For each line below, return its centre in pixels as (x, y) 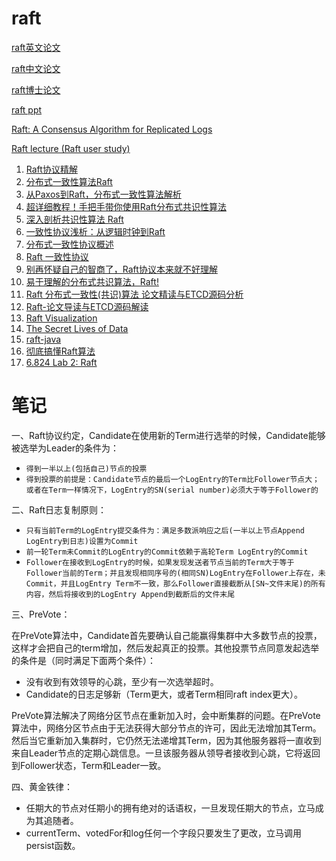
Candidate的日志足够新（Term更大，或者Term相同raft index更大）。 (164, 694)
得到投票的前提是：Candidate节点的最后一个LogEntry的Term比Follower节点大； (172, 479)
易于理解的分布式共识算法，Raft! (92, 281)
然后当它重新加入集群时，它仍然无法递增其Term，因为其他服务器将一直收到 (166, 740)
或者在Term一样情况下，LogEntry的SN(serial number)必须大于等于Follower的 (172, 490)
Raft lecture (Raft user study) (71, 148)
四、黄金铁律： (42, 786)
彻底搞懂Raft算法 (60, 351)
